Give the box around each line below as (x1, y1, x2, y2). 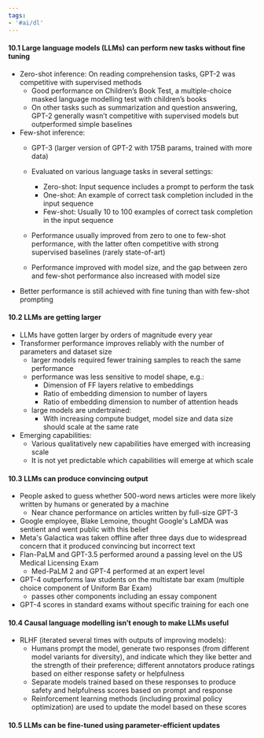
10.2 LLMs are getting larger (8, 313, 102, 322)
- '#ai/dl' (8, 19, 44, 27)
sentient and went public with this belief (19, 525, 149, 534)
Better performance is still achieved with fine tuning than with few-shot (19, 286, 250, 295)
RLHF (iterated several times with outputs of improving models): (19, 636, 226, 645)
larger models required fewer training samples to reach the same (31, 355, 241, 365)
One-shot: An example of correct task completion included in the (42, 190, 254, 199)
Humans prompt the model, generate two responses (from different (31, 643, 250, 654)
